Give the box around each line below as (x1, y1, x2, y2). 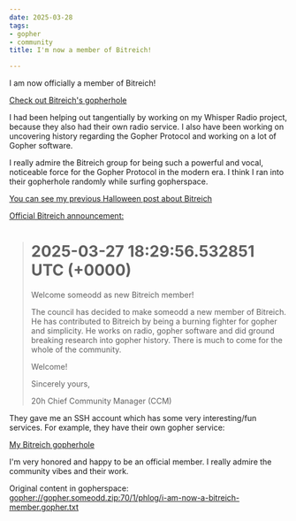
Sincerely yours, (30, 379, 91, 389)
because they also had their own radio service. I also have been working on (9, 121, 285, 133)
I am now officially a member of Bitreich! (9, 78, 156, 88)
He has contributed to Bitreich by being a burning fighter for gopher (30, 316, 277, 327)
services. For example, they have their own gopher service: (9, 422, 225, 433)
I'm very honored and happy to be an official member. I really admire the (9, 456, 272, 467)
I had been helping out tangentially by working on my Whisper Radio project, (9, 112, 288, 123)
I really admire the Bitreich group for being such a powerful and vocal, (9, 157, 263, 168)
